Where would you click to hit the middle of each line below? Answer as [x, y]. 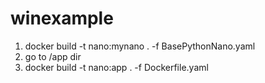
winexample [62, 18]
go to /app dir [53, 56]
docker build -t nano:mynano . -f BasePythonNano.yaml [140, 46]
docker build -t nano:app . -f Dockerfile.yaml [116, 67]
